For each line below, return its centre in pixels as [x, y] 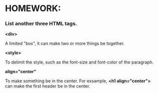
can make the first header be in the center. [48, 86]
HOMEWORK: [33, 8]
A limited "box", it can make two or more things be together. [65, 44]
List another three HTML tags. [41, 24]
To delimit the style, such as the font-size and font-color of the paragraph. [79, 62]
